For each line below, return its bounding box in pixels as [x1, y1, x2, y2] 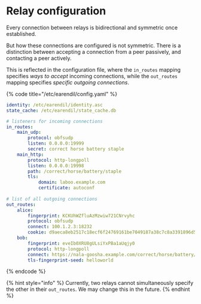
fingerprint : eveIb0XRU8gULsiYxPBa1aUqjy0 [28, 240, 135, 246]
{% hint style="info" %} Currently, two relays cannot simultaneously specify [6, 280, 194, 287]
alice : [17, 207, 33, 213]
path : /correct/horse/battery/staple [28, 168, 121, 174]
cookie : [28, 229, 47, 235]
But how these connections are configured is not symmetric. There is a [6, 42, 181, 49]
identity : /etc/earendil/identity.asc [6, 102, 103, 108]
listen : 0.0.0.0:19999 [28, 140, 84, 147]
